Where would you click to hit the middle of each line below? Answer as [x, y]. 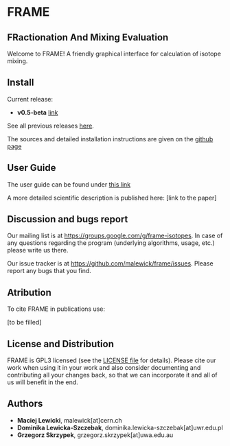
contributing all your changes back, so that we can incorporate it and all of [112, 375]
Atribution [29, 292]
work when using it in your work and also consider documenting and [104, 368]
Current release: [30, 99]
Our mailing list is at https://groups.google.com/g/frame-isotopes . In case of [115, 236]
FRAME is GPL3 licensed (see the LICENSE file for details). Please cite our [112, 360]
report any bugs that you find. [49, 271]
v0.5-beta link [37, 112]
